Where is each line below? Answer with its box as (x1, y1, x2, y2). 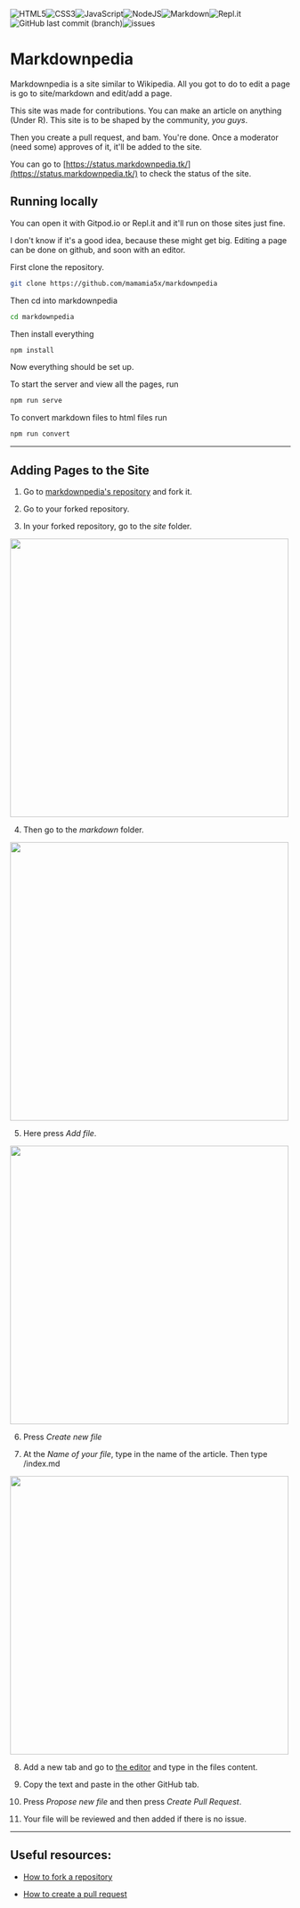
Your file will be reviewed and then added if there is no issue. (22, 1814, 247, 1824)
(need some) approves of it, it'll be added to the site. (10, 141, 203, 151)
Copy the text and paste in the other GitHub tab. (22, 1779, 199, 1789)
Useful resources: (10, 1847, 112, 1863)
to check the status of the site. (140, 168, 252, 178)
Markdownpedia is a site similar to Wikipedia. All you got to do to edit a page (10, 78, 290, 89)
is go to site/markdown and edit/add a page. (10, 87, 173, 98)
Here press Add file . (22, 1127, 97, 1138)
